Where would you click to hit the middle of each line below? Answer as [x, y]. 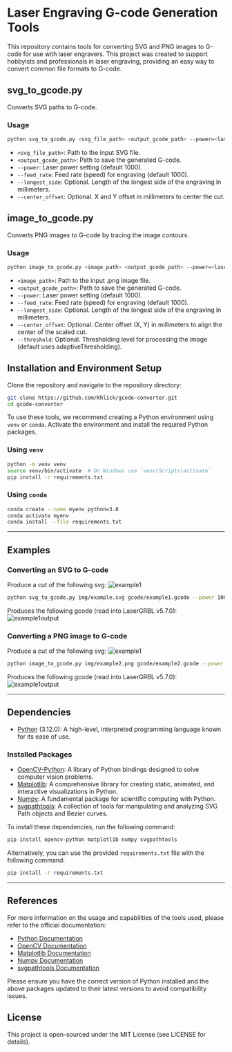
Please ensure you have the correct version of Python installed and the [108, 981]
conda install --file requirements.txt [65, 522]
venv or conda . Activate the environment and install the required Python [108, 425]
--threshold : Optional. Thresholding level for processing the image [112, 339]
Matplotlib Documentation [54, 953]
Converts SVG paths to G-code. [52, 107]
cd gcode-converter [35, 404]
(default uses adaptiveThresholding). [69, 347]
